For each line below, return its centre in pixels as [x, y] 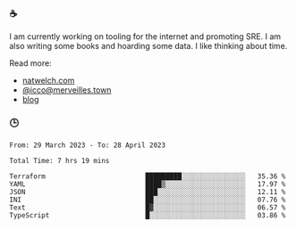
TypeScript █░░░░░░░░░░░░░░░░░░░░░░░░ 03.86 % [148, 215]
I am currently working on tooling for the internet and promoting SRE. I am [145, 37]
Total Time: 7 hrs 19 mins [59, 160]
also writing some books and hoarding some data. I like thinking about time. [148, 46]
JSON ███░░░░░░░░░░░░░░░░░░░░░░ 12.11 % [148, 192]
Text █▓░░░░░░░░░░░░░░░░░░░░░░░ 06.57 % [148, 208]
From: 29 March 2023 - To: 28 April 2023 [88, 145]
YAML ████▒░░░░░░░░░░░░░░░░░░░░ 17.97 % [148, 184]
